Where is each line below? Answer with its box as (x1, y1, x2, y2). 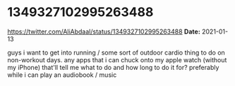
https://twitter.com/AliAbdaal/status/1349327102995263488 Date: (7, 27, 201, 36)
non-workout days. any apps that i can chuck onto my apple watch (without (7, 55, 227, 64)
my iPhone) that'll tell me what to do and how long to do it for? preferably (7, 63, 219, 71)
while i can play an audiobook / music (7, 71, 117, 79)
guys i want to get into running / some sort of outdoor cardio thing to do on (7, 48, 226, 57)
